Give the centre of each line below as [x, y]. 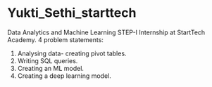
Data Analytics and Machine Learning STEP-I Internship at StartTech [106, 32]
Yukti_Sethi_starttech [72, 13]
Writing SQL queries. [48, 60]
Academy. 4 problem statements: [56, 39]
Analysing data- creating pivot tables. [72, 53]
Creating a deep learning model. [64, 76]
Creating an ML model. [51, 68]
